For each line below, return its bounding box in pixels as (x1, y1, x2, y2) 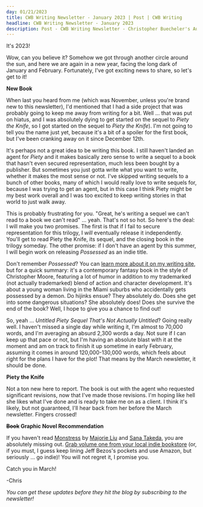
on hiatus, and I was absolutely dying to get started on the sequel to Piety (6, 116, 189, 123)
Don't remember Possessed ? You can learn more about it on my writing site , (6, 260, 196, 268)
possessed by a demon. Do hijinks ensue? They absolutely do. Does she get (6, 292, 196, 300)
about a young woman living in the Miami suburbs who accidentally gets (6, 286, 186, 293)
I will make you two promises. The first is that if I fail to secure (6, 223, 160, 230)
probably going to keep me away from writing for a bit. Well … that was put (6, 109, 192, 117)
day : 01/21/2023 (6, 8, 47, 15)
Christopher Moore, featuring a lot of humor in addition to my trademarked (6, 273, 192, 280)
